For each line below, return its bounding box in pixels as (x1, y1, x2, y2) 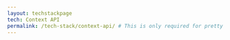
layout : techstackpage (7, 9, 72, 17)
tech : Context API (7, 16, 60, 23)
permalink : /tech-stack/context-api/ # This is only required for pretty (7, 22, 224, 29)
